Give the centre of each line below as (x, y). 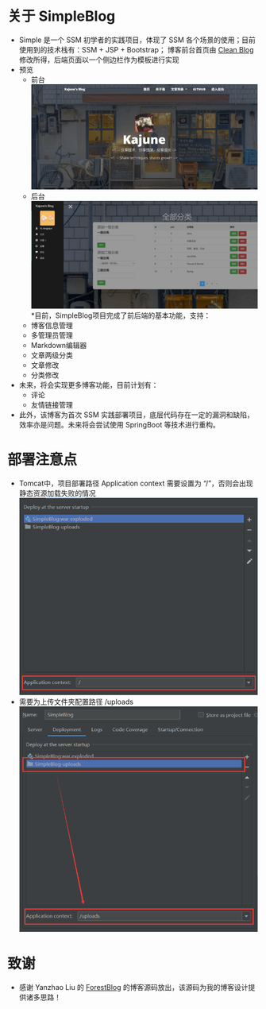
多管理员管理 (52, 335)
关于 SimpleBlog (62, 16)
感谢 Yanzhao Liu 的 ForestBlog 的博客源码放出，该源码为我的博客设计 (133, 987)
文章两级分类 (52, 355)
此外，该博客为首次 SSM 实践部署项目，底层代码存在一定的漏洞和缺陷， (137, 415)
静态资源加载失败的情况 (57, 493)
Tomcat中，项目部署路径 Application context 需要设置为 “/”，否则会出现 (136, 483)
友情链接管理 (52, 404)
